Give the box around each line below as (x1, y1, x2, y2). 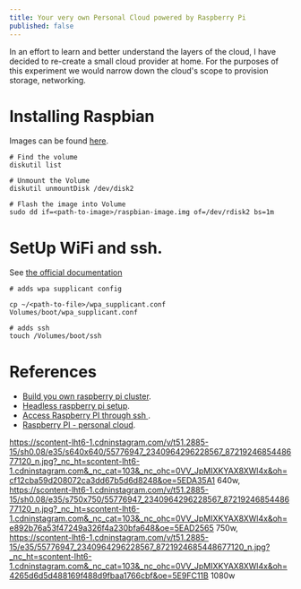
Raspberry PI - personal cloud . (21, 420, 136, 430)
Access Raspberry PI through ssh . (21, 410, 150, 421)
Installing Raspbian (9, 106, 155, 126)
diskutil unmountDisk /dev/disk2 (9, 185, 134, 194)
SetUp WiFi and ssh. (9, 238, 163, 258)
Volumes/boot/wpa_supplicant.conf (9, 308, 139, 317)
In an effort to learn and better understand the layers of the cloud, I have (9, 46, 276, 56)
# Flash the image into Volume (9, 200, 126, 209)
